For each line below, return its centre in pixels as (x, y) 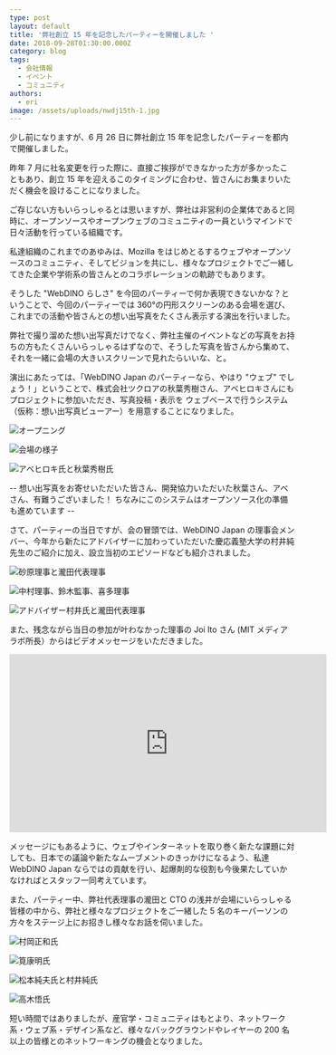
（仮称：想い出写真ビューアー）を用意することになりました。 (124, 411)
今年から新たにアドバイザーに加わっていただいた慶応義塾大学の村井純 (164, 542)
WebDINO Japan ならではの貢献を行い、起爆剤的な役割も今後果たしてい (144, 869)
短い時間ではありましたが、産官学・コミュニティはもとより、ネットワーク (148, 1019)
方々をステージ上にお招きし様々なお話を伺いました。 (109, 922)
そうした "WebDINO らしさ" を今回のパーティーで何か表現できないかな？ (146, 293)
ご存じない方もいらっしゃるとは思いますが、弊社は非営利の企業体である (144, 210)
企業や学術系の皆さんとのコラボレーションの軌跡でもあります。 (151, 274)
